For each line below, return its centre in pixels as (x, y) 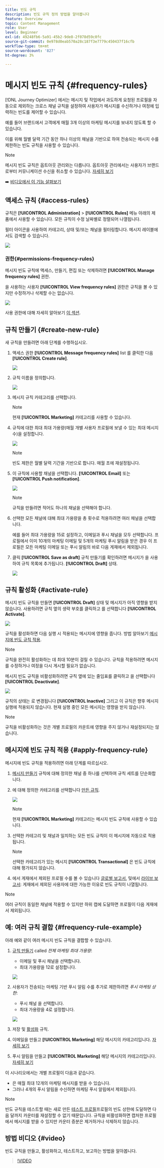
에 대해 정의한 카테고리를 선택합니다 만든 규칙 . (56, 790)
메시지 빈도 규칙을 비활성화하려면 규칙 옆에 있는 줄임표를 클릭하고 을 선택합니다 (80, 676)
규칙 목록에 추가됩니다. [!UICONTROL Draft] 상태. (70, 564)
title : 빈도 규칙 (21, 10)
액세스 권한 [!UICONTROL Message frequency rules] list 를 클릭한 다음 (82, 353)
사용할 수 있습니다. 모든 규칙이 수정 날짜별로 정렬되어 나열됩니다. (79, 219)
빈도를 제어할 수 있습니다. (42, 112)
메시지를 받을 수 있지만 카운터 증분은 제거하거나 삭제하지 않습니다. (77, 1121)
